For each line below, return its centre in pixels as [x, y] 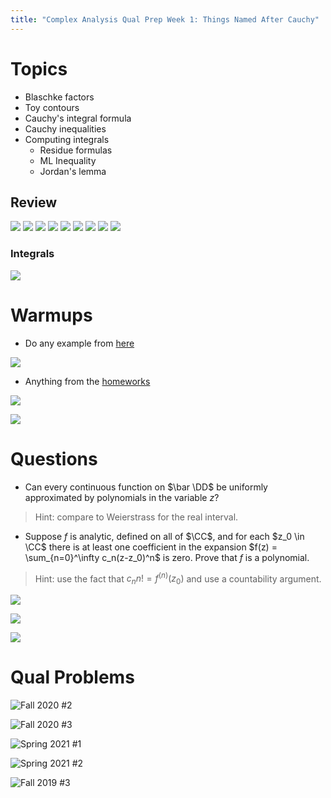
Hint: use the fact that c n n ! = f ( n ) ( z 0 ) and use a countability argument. [178, 578]
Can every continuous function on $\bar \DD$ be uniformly [146, 487]
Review [34, 202]
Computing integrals [67, 139]
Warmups [51, 315]
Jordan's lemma [73, 171]
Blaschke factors [59, 97]
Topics [39, 68]
